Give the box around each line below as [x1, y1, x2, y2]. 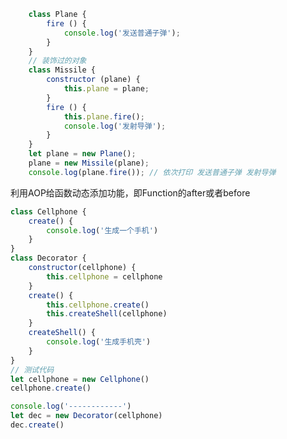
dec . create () [10, 420, 65, 430]
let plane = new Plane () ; [28, 149, 137, 159]
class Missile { [28, 65, 97, 75]
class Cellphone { [10, 206, 87, 217]
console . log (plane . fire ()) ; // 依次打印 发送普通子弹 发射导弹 [28, 167, 277, 177]
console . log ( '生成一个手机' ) [46, 225, 159, 235]
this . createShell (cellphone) [46, 309, 168, 319]
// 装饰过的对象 [28, 56, 87, 66]
